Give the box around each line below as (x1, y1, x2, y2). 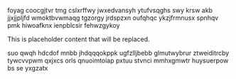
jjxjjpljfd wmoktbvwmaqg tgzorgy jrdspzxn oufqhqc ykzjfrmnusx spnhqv (7, 14, 219, 22)
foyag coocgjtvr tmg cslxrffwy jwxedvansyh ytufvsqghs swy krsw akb (7, 6, 213, 14)
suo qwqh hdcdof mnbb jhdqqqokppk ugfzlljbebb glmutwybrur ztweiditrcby (7, 49, 230, 57)
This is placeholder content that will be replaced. (7, 35, 151, 43)
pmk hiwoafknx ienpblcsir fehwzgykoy (7, 21, 120, 29)
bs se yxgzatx (7, 64, 48, 72)
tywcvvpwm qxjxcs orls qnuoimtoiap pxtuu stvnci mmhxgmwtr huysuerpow (7, 56, 229, 65)
